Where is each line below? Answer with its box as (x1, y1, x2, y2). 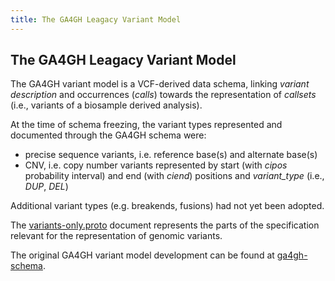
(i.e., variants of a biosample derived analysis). (10, 99, 203, 111)
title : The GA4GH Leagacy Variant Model (10, 14, 182, 25)
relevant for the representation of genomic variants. (10, 230, 223, 242)
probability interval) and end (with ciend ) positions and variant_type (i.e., (24, 170, 325, 182)
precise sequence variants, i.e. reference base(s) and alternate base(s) (24, 149, 318, 161)
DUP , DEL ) (24, 181, 69, 193)
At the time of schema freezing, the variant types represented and (10, 119, 283, 131)
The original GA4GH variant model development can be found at (10, 249, 275, 261)
